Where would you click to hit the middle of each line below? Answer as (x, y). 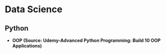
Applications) (27, 46)
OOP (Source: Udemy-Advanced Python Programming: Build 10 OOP (86, 40)
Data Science (34, 9)
